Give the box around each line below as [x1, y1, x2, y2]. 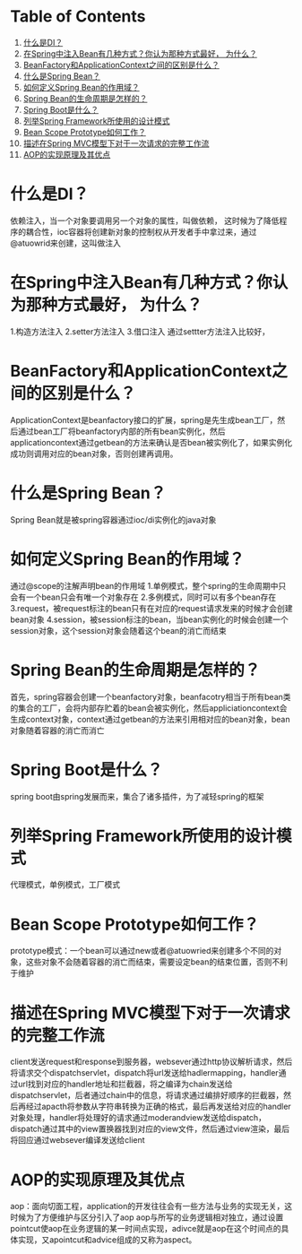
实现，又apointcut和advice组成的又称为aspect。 [17, 1234, 197, 1245]
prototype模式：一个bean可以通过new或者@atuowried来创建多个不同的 [10, 946, 274, 956]
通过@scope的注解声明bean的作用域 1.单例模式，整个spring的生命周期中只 [10, 580, 287, 591]
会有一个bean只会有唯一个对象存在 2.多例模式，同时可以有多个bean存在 [10, 592, 277, 602]
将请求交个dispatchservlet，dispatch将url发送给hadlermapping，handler [10, 1068, 279, 1078]
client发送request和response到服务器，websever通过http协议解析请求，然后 [10, 1056, 293, 1068]
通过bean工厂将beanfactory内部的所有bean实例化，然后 [17, 426, 227, 437]
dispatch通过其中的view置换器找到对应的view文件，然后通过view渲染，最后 [10, 1123, 290, 1135]
